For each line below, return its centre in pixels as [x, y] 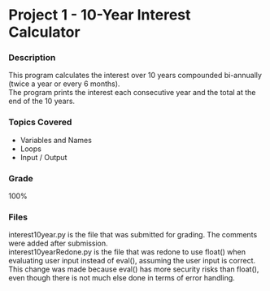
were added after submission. [58, 243]
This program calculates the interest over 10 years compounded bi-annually [135, 76]
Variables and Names [56, 140]
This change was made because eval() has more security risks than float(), [134, 269]
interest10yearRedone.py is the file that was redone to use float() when [127, 252]
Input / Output [44, 157]
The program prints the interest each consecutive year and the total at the [132, 93]
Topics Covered [40, 122]
